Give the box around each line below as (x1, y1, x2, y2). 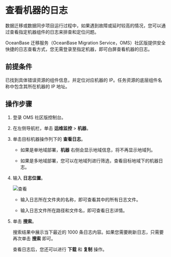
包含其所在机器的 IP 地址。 (14, 83, 70, 89)
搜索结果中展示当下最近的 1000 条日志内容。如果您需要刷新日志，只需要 (12, 229, 164, 235)
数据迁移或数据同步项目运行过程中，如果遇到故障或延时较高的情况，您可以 (5, 22, 161, 29)
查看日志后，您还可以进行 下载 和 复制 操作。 (12, 246, 107, 252)
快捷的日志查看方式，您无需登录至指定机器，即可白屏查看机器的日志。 (5, 46, 153, 52)
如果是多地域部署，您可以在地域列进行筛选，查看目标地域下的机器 (20, 158, 159, 164)
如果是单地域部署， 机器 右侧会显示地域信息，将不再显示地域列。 (20, 146, 156, 153)
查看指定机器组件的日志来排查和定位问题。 (9, 29, 99, 35)
